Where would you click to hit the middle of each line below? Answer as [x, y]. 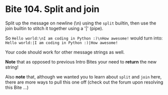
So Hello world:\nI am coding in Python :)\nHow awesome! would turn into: [84, 38]
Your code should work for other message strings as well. [65, 52]
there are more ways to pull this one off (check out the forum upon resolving [84, 82]
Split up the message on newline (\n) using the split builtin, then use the [81, 23]
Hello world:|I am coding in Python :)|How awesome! [62, 43]
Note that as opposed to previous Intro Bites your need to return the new [81, 61]
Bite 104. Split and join [52, 9]
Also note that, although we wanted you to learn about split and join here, [83, 76]
